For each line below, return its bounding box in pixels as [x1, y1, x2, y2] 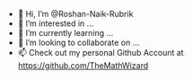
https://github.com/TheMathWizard [17, 60, 149, 71]
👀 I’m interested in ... [17, 18, 94, 29]
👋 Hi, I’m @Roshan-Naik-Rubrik [17, 9, 134, 19]
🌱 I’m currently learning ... [17, 28, 114, 38]
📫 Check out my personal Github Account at [17, 48, 184, 58]
